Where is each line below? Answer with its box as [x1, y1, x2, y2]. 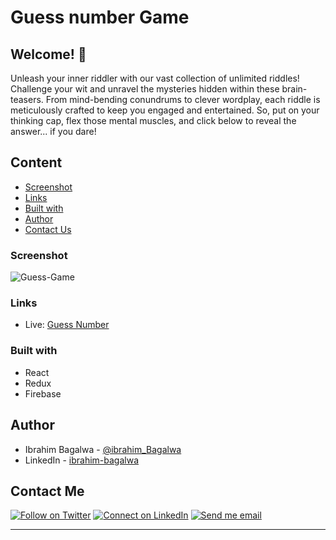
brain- [281, 83, 308, 95]
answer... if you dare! [10, 126, 97, 137]
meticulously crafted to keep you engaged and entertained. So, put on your [10, 104, 320, 116]
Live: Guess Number [24, 319, 110, 331]
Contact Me [10, 482, 85, 500]
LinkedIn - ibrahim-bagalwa [24, 454, 140, 466]
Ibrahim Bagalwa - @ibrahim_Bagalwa [24, 443, 182, 455]
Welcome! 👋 [10, 46, 87, 63]
